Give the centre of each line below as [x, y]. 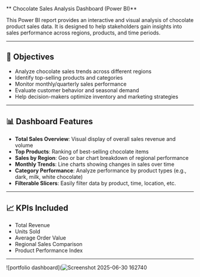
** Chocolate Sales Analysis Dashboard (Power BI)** [71, 9]
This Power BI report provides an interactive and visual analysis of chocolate [100, 20]
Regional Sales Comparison [49, 244]
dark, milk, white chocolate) [49, 177]
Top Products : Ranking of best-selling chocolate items [82, 152]
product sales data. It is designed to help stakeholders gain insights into [94, 26]
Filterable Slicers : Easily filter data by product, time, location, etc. [95, 183]
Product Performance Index [49, 251]
